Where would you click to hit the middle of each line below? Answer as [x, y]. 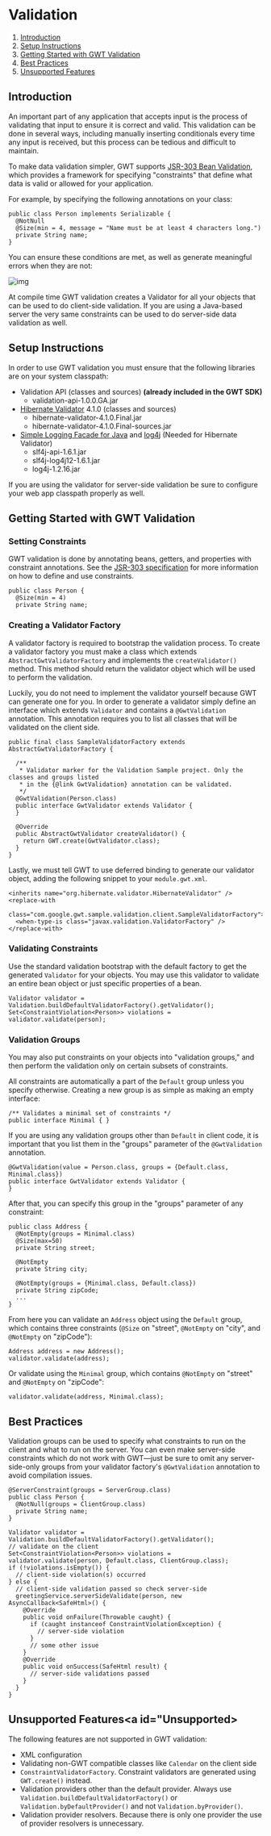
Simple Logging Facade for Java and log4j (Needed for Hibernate [129, 434]
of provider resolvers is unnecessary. [82, 1823]
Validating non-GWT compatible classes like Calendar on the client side [138, 1763]
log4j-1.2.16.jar [56, 469]
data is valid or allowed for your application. [81, 183]
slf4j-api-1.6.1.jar [59, 452]
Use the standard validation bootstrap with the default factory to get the [128, 966]
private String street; [55, 1248]
